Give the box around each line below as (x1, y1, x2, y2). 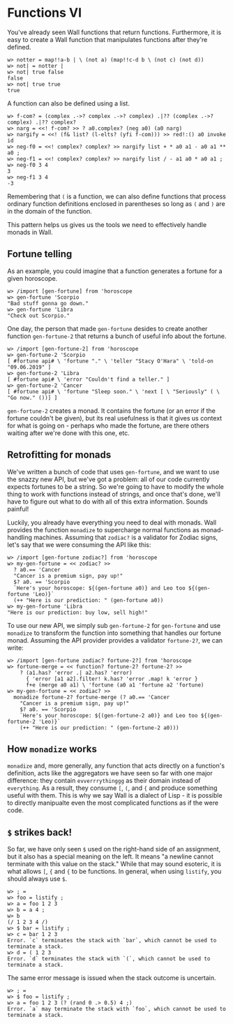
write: (7, 643, 24, 652)
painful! (7, 504, 29, 513)
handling (7, 533, 33, 541)
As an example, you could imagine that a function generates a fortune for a (7, 267, 223, 275)
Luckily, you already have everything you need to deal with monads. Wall (7, 518, 217, 527)
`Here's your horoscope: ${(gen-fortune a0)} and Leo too (13, 585, 186, 592)
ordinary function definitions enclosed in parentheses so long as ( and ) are (7, 199, 225, 207)
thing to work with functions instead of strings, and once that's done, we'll (7, 490, 221, 498)
